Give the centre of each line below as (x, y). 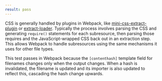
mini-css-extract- (129, 23)
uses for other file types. (29, 49)
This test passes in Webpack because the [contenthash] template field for (79, 58)
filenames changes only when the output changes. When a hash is (71, 63)
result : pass (18, 9)
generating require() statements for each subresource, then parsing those (80, 33)
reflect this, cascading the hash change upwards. (54, 73)
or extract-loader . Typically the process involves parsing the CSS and (88, 28)
